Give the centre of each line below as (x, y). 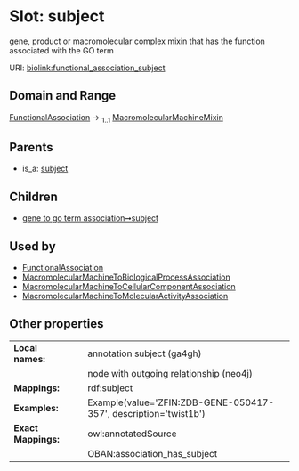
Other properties (57, 324)
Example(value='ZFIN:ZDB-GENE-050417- (181, 402)
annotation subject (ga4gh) (145, 353)
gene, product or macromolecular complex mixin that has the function (137, 41)
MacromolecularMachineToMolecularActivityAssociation (125, 296)
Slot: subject (57, 16)
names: (30, 359)
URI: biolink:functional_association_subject (87, 68)
